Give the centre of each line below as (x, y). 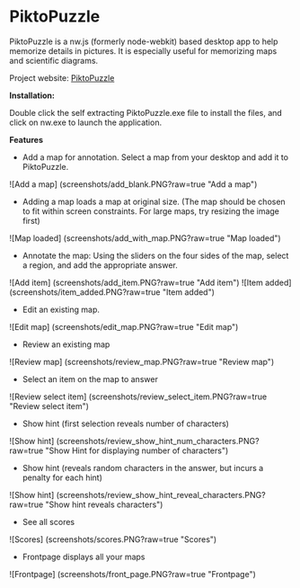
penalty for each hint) (62, 477)
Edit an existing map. (61, 309)
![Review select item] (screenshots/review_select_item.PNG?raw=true (138, 396)
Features (26, 139)
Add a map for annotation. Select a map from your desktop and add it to (155, 157)
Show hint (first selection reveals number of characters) (125, 423)
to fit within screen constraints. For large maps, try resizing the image (151, 211)
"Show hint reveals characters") (104, 504)
